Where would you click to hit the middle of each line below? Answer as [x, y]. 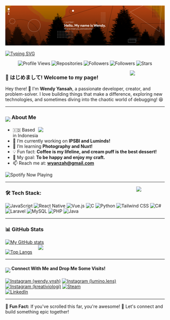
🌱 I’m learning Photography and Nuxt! [52, 146]
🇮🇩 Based [24, 130]
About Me [24, 117]
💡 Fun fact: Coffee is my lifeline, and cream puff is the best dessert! [84, 151]
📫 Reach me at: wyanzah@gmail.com [53, 163]
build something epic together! [37, 312]
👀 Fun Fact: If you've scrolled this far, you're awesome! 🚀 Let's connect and [84, 306]
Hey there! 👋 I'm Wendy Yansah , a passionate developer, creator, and [78, 89]
